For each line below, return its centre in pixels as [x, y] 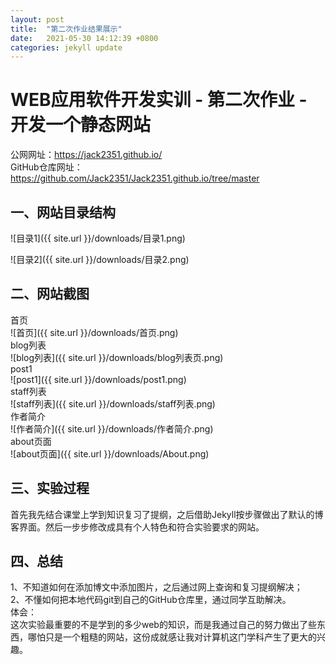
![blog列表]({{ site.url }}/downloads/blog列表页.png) [117, 357]
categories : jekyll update [66, 47]
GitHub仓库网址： [46, 167]
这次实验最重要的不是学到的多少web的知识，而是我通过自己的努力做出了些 [163, 625]
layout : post [37, 19]
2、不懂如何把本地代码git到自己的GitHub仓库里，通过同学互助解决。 [151, 600]
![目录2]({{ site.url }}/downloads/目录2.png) [100, 259]
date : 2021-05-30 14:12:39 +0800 [84, 38]
